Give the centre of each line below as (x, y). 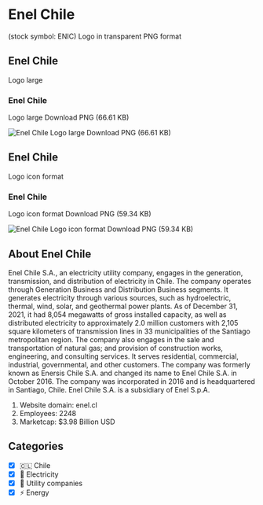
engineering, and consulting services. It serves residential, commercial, (124, 356)
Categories (36, 446)
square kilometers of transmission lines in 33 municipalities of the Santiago (130, 331)
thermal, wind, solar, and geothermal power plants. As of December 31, (123, 306)
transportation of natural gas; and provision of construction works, (116, 348)
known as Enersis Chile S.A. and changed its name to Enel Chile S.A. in (122, 373)
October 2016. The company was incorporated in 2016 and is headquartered (131, 381)
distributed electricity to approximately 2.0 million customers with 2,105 (123, 323)
